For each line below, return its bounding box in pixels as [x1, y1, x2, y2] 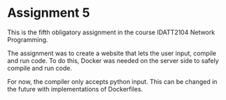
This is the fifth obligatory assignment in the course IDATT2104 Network [7, 28, 216, 36]
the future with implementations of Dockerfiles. [7, 85, 143, 93]
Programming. [7, 35, 48, 43]
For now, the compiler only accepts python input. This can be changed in [7, 77, 218, 85]
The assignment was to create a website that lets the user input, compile [7, 49, 217, 57]
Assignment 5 [7, 5, 90, 21]
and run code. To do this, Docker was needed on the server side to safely [7, 56, 219, 64]
